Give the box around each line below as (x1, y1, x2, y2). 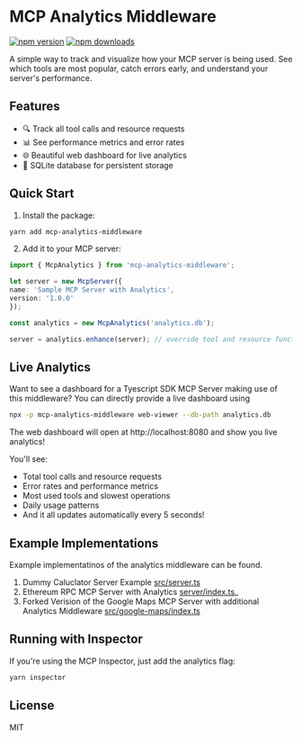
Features (9, 99, 60, 114)
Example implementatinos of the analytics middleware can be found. (9, 560, 263, 571)
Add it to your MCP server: (22, 243, 121, 254)
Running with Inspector (9, 632, 144, 647)
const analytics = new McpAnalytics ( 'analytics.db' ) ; (9, 318, 216, 328)
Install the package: (22, 210, 96, 221)
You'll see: (9, 454, 48, 465)
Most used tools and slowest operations (22, 491, 171, 501)
